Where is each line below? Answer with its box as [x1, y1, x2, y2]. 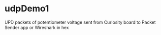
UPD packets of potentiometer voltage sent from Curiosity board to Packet [4, 19, 156, 25]
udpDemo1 [4, 3, 49, 14]
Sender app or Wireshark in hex [4, 24, 69, 30]
